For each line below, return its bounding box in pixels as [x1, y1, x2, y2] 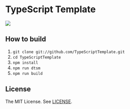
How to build [5, 35, 46, 44]
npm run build [12, 71, 43, 76]
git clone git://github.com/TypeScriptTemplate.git [12, 49, 125, 54]
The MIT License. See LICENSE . [5, 98, 72, 104]
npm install [12, 60, 38, 65]
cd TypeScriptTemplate [12, 54, 61, 60]
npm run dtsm [12, 65, 41, 71]
